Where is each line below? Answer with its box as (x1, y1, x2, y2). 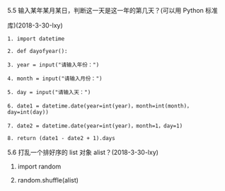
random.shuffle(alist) (17, 176, 79, 184)
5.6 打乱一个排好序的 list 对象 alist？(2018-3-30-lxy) (7, 148, 159, 156)
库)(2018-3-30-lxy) (7, 21, 64, 30)
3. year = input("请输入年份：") (7, 62, 100, 69)
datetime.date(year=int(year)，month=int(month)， (42, 103, 192, 110)
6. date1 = (7, 103, 40, 110)
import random (17, 162, 62, 170)
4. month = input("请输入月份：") (7, 75, 103, 82)
